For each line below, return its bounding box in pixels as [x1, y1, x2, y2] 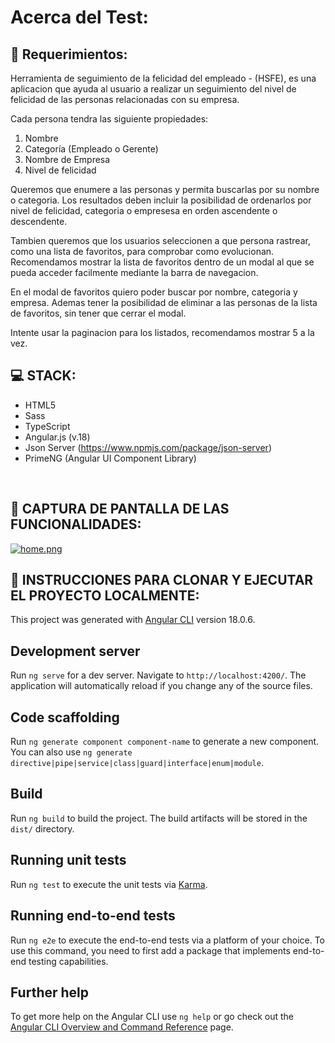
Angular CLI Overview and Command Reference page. [10, 1021, 234, 1033]
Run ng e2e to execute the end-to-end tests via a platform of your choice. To [10, 934, 326, 946]
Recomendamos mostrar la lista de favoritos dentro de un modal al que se [10, 256, 315, 268]
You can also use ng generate [10, 746, 133, 758]
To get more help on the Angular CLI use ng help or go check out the [10, 1011, 294, 1023]
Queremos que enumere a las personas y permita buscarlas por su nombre [10, 184, 320, 195]
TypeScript [24, 420, 71, 432]
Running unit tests [10, 852, 127, 869]
